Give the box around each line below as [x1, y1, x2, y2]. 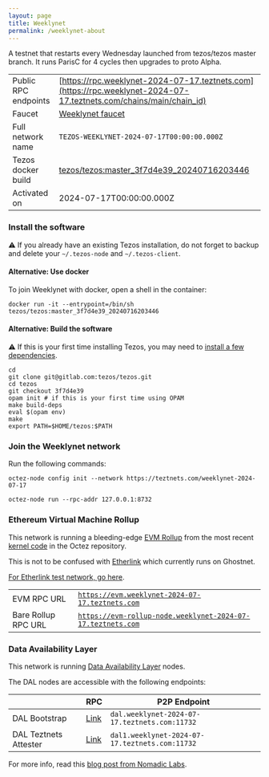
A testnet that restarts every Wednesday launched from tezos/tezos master [8, 49, 256, 59]
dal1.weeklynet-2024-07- [110, 730, 205, 739]
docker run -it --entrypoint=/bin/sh [8, 300, 134, 308]
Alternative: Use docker [8, 266, 90, 277]
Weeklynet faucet [58, 108, 126, 120]
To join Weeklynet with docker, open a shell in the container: [8, 284, 207, 294]
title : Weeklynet [8, 19, 66, 27]
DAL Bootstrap [12, 712, 67, 723]
